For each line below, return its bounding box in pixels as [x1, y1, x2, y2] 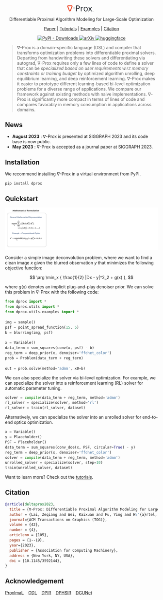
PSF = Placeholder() [5, 439, 47, 445]
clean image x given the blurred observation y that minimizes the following [5, 260, 154, 266]
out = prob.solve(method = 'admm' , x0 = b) [5, 366, 86, 371]
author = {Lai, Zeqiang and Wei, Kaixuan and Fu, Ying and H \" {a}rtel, [9, 512, 158, 517]
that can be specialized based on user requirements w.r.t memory [16, 65, 149, 71]
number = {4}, [9, 527, 38, 532]
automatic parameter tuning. [5, 385, 62, 391]
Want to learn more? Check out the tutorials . [5, 474, 94, 480]
